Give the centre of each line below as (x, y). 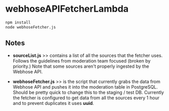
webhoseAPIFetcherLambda (67, 9)
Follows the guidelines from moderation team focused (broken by (82, 61)
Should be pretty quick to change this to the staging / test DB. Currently (88, 92)
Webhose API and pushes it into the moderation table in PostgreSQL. (85, 87)
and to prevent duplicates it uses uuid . (53, 103)
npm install (18, 22)
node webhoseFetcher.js (31, 27)
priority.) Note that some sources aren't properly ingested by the (81, 66)
